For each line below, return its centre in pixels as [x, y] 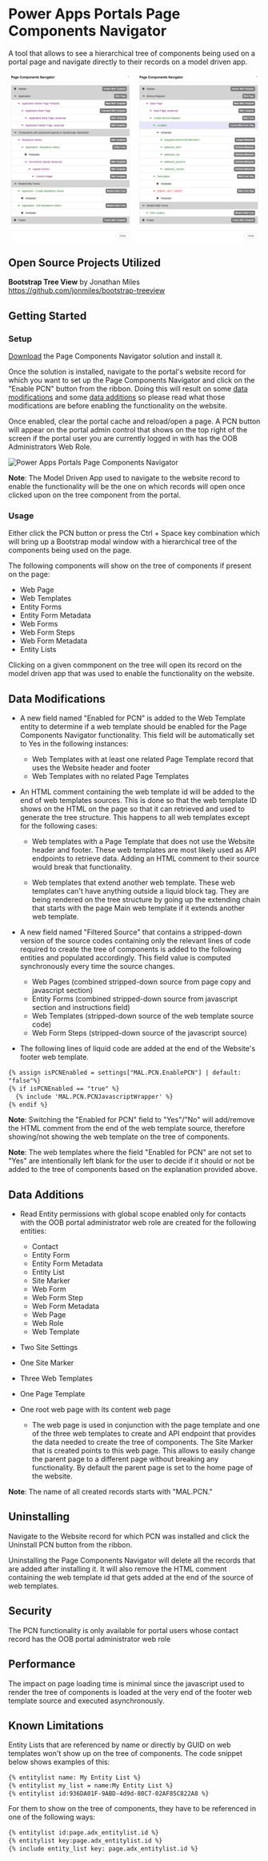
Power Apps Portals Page [94, 14]
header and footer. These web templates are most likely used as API [144, 850]
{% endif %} [28, 1105]
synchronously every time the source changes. [97, 967]
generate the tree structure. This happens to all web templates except [135, 817]
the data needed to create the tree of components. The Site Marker [142, 1442]
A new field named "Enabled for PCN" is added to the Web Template [132, 718]
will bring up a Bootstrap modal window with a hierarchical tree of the [123, 541]
